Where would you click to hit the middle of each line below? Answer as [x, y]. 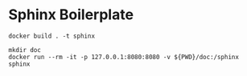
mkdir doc [25, 50]
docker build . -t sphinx [51, 36]
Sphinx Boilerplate [71, 15]
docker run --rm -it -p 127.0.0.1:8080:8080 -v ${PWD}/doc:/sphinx [124, 57]
